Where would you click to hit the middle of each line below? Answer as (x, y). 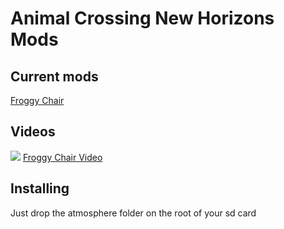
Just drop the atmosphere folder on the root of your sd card (133, 213)
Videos (33, 132)
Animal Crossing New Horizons (142, 18)
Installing (40, 188)
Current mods (54, 76)
